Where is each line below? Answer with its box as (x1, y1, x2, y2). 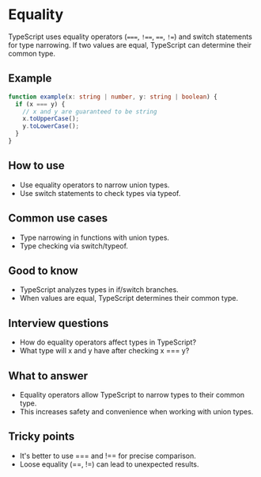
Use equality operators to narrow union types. (19, 180, 170, 190)
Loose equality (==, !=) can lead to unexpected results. (19, 459, 199, 469)
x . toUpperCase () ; (22, 115, 80, 123)
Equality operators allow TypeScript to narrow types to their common (19, 390, 245, 399)
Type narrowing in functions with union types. (19, 233, 170, 242)
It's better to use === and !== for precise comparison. (19, 451, 196, 460)
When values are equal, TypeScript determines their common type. (19, 294, 239, 303)
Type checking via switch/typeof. (19, 240, 129, 251)
